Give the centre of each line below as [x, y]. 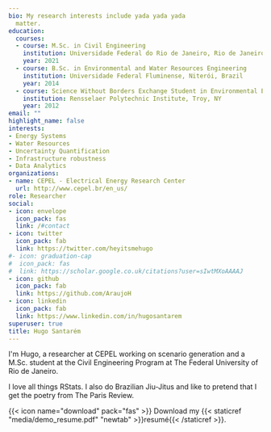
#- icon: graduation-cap [50, 256]
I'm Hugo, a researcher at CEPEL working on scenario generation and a [127, 354]
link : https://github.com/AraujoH [73, 294]
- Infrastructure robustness [57, 158]
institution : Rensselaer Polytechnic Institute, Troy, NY [122, 99]
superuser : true [35, 324]
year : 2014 [41, 83]
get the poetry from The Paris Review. [71, 396]
